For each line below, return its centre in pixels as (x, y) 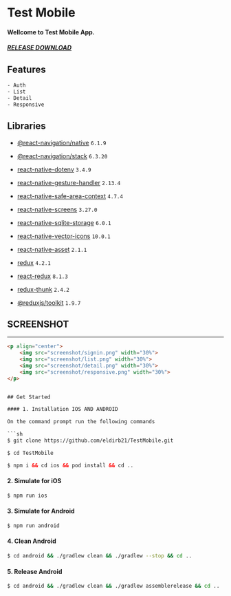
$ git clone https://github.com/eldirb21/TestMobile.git (90, 441)
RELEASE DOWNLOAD (40, 48)
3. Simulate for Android (41, 511)
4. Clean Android (32, 541)
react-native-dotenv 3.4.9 (54, 169)
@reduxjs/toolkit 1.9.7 (49, 302)
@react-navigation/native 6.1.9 (62, 142)
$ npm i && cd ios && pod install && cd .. (70, 465)
